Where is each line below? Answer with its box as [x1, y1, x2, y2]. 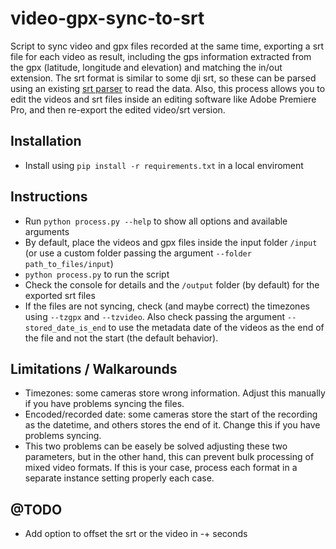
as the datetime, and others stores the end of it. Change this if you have [24, 419, 321, 431]
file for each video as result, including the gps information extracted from [10, 50, 312, 62]
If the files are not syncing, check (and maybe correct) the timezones [24, 300, 310, 312]
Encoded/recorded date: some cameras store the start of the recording [24, 408, 318, 421]
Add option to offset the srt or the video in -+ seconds [24, 528, 248, 540]
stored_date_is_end [24, 323, 107, 333]
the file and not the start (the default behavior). [24, 332, 219, 344]
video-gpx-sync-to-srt [10, 7, 205, 30]
